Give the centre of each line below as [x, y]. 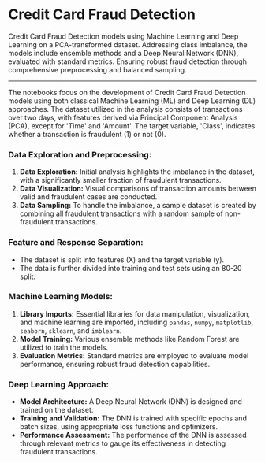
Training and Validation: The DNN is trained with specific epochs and [133, 418]
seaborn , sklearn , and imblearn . [71, 330]
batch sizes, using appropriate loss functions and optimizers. [119, 427]
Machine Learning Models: [60, 297]
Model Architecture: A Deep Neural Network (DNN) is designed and [131, 402]
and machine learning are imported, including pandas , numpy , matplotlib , [136, 322]
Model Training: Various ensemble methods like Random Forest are [129, 339]
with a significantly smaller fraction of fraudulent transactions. [121, 180]
